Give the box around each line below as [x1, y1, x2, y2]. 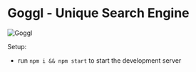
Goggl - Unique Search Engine [7, 5, 190, 21]
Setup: [7, 42, 27, 51]
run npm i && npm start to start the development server [17, 56, 182, 65]
